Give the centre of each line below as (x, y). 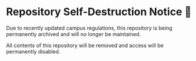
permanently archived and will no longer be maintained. (74, 34)
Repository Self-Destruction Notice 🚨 (99, 12)
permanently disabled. (33, 51)
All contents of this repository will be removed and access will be (85, 45)
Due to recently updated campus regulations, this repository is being (89, 28)
